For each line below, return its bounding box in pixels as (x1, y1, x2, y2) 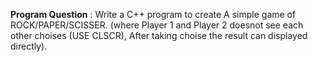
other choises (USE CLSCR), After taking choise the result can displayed (10, 30, 308, 41)
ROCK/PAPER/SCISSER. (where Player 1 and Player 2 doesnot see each (10, 19, 304, 31)
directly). (10, 40, 48, 52)
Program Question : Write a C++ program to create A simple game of (10, 9, 297, 20)
